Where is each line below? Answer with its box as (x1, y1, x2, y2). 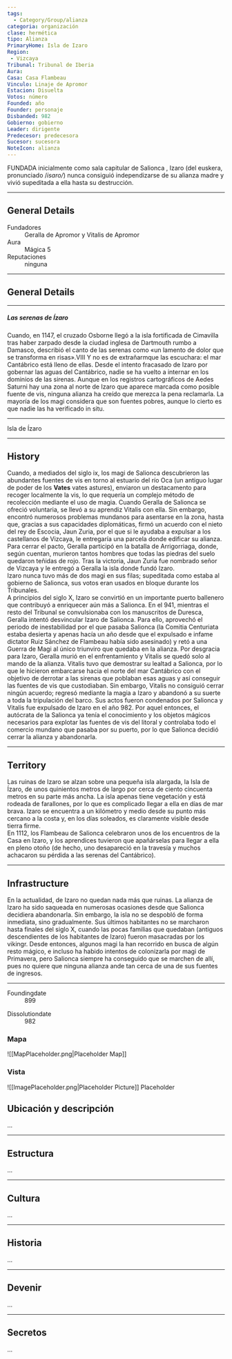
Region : (7, 49, 30, 56)
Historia (7, 1237, 43, 1249)
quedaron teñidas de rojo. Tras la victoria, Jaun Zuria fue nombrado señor (7, 557, 217, 565)
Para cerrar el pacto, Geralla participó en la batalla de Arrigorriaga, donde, (7, 542, 219, 551)
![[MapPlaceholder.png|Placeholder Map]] (7, 1050, 127, 1058)
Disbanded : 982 (7, 113, 51, 119)
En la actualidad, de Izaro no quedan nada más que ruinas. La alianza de (7, 896, 213, 904)
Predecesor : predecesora (7, 132, 79, 139)
